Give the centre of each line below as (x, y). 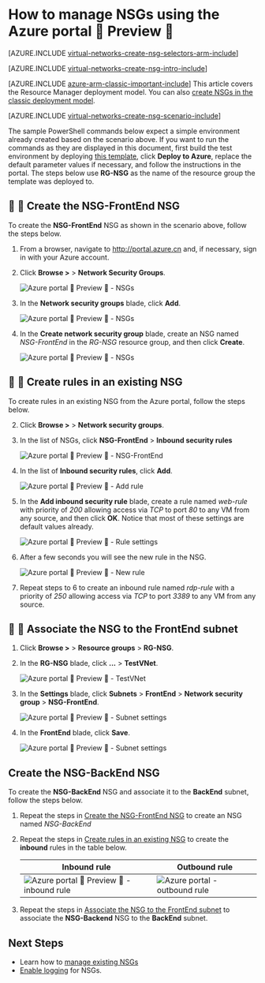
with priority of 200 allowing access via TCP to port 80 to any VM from (134, 510)
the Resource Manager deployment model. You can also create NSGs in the (131, 92)
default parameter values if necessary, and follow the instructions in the (125, 164)
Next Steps (36, 943)
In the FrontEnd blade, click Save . (75, 733)
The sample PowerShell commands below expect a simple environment (124, 131)
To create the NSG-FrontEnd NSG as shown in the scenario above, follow (127, 225)
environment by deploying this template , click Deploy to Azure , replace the (130, 156)
